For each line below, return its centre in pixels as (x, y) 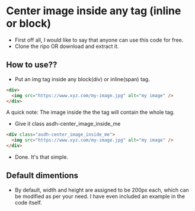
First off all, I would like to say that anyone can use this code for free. (99, 40)
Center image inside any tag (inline (94, 11)
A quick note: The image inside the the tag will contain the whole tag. (90, 112)
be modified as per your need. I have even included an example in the (100, 196)
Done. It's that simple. (41, 157)
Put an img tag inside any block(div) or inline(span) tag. (82, 79)
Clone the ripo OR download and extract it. (67, 46)
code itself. (28, 202)
